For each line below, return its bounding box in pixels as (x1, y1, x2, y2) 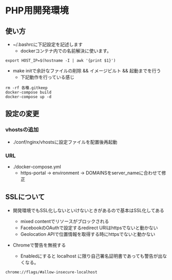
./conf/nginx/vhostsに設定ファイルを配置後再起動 (12, 139, 118, 145)
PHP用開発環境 (5, 5, 69, 16)
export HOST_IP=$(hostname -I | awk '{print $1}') (5, 58, 116, 63)
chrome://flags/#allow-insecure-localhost (5, 269, 98, 275)
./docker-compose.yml (12, 163, 62, 170)
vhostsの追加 (5, 126, 39, 134)
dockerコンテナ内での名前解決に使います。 (20, 48, 111, 54)
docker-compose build (5, 90, 52, 95)
